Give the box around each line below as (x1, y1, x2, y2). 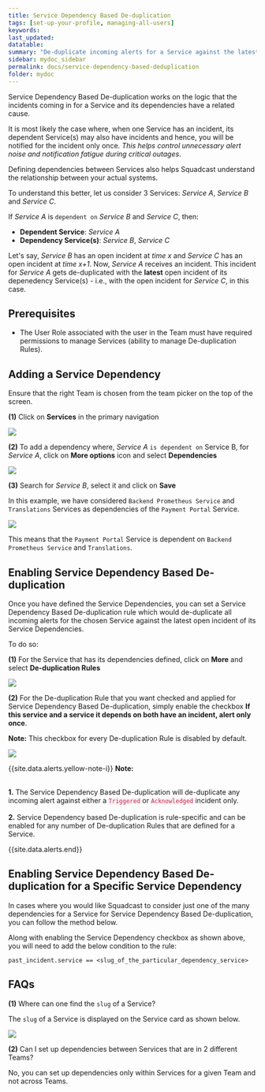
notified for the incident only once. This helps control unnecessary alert (8, 140, 242, 150)
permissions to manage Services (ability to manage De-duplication (19, 336, 237, 346)
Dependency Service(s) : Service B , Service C (19, 235, 170, 245)
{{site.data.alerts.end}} (8, 845, 83, 855)
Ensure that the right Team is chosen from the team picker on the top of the (8, 388, 254, 398)
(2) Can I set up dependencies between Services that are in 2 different (8, 1044, 238, 1053)
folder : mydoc (8, 70, 55, 78)
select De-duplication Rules (8, 664, 101, 673)
